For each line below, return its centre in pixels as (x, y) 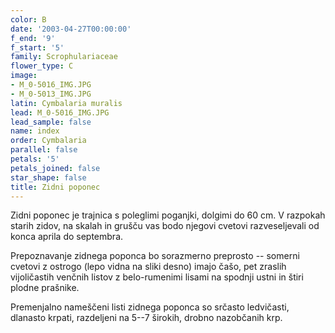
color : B (28, 19)
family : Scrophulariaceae (64, 57)
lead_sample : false (51, 122)
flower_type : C (42, 66)
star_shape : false (48, 177)
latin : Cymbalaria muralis (66, 103)
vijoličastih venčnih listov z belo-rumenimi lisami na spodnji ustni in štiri (157, 277)
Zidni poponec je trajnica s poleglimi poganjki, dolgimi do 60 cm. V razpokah (168, 215)
